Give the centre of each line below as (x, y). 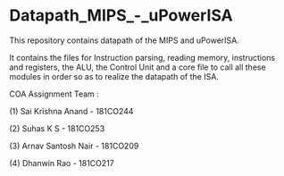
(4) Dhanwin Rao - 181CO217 (62, 163)
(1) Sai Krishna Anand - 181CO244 (71, 111)
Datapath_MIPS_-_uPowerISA (121, 16)
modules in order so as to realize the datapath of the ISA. (114, 76)
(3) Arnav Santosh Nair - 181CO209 (74, 146)
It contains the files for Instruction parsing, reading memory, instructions (142, 57)
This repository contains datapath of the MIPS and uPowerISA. (124, 40)
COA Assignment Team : (54, 94)
